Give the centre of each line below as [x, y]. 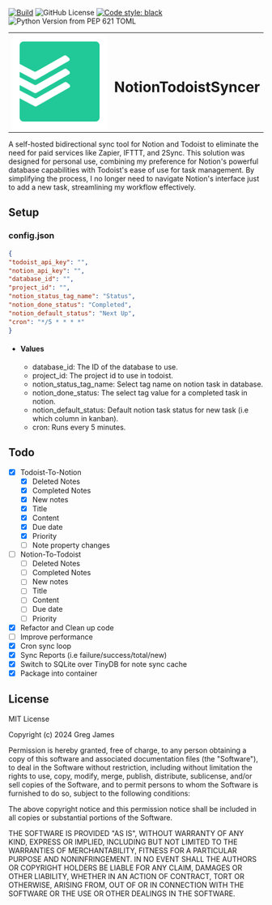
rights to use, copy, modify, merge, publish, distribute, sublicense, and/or [130, 776]
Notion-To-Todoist [51, 554]
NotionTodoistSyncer [187, 87]
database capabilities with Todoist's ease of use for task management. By [132, 170]
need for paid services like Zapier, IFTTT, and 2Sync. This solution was [127, 153]
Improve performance [56, 637]
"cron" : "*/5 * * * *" [47, 322]
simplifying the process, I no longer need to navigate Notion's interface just [134, 179]
